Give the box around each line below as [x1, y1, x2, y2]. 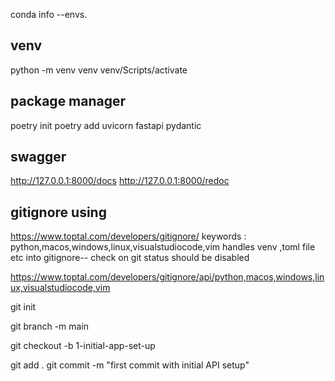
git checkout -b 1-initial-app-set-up [10, 340, 156, 352]
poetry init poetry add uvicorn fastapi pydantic [10, 119, 202, 131]
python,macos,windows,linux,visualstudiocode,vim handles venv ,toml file [10, 241, 316, 253]
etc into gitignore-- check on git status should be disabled [10, 252, 250, 264]
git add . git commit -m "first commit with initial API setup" [10, 359, 250, 371]
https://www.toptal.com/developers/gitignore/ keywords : [10, 230, 247, 243]
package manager [10, 93, 127, 110]
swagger [10, 149, 67, 166]
